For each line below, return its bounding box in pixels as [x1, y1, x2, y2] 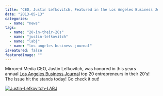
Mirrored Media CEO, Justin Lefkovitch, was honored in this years [5, 66, 136, 72]
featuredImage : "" [5, 52, 42, 58]
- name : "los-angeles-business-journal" [9, 43, 92, 48]
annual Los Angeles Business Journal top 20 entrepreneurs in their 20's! [5, 71, 150, 77]
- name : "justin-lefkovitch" [9, 35, 68, 39]
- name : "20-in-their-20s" [9, 30, 64, 35]
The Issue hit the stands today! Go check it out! [5, 76, 99, 82]
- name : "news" [9, 20, 40, 26]
